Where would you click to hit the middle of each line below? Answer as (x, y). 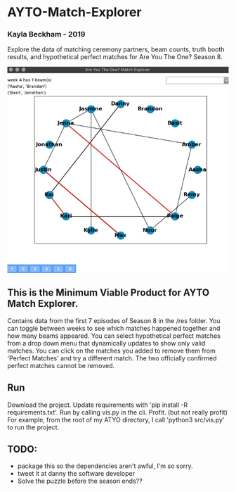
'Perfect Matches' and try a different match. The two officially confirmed (112, 358)
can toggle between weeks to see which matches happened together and (114, 328)
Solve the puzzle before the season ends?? (80, 481)
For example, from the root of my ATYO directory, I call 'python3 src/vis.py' (116, 420)
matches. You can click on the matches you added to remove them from (111, 351)
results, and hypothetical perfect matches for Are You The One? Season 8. (115, 57)
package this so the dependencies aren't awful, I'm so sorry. (105, 466)
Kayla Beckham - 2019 (46, 34)
